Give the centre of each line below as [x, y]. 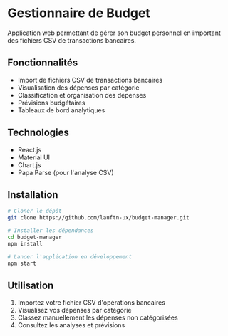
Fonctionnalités [43, 63]
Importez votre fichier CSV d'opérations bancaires [92, 303]
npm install [25, 243]
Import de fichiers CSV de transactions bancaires [90, 80]
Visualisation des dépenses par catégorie [78, 88]
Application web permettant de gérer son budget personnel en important [114, 33]
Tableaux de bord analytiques [61, 110]
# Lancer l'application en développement [70, 257]
